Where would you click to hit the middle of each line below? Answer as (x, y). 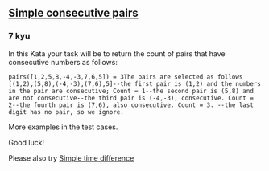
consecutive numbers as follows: (63, 62)
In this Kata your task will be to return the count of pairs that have (117, 53)
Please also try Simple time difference (71, 158)
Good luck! (27, 142)
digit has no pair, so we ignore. (66, 112)
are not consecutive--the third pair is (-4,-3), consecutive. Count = (131, 98)
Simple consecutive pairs (73, 13)
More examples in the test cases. (63, 127)
